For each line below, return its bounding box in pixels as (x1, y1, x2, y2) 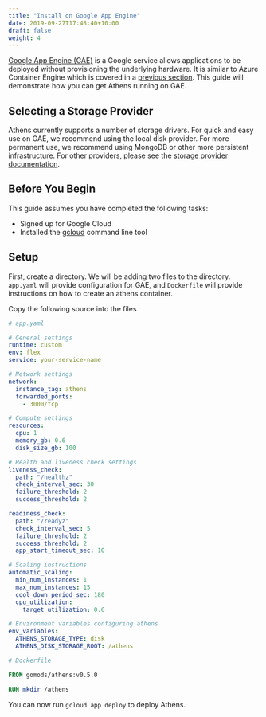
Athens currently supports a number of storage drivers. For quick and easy (8, 125, 254, 135)
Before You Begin (8, 182, 96, 196)
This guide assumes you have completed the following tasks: (8, 203, 209, 213)
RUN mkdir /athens (8, 685, 69, 693)
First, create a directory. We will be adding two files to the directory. (8, 272, 231, 281)
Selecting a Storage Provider (8, 104, 154, 118)
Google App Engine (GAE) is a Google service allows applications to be (8, 56, 241, 65)
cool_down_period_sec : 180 (15, 590, 105, 598)
